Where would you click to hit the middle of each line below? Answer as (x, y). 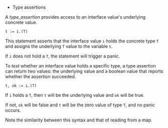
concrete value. (21, 22)
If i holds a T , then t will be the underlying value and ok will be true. (75, 95)
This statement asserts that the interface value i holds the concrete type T (82, 41)
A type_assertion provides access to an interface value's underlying (75, 17)
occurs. (13, 110)
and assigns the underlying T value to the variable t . (59, 46)
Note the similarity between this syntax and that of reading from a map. (79, 120)
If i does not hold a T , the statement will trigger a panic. (63, 56)
